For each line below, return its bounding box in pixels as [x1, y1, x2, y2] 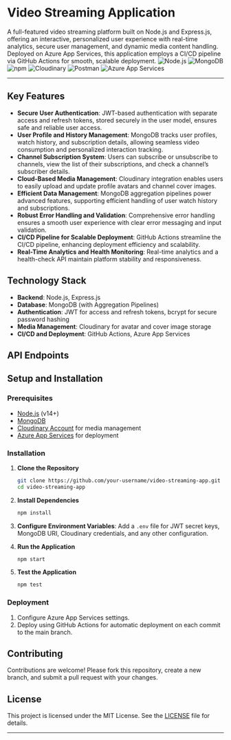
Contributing [7, 648, 63, 660]
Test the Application [16, 568, 77, 576]
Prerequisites [7, 393, 53, 403]
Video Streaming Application [7, 5, 175, 21]
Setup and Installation [7, 373, 103, 384]
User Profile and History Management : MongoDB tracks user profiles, [16, 131, 218, 139]
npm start [16, 556, 46, 563]
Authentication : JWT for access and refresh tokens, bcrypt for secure [16, 307, 217, 316]
